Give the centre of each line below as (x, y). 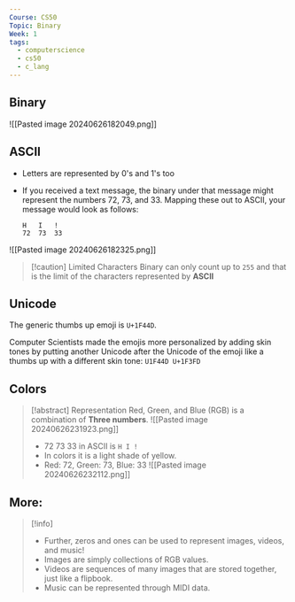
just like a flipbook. (78, 578)
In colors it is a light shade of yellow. (110, 456)
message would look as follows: (80, 209)
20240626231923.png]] (75, 429)
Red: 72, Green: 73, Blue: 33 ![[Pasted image (125, 465)
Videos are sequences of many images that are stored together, (160, 568)
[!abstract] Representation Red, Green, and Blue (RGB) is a (138, 410)
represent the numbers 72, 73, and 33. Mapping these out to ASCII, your (154, 199)
